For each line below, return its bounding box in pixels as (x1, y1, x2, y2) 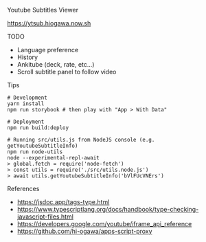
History (16, 53, 38, 61)
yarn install (7, 100, 45, 107)
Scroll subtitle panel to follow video (16, 68, 117, 76)
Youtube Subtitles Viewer (7, 6, 79, 14)
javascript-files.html (16, 212, 74, 221)
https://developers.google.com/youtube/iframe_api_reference (16, 220, 192, 228)
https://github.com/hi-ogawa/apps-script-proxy (16, 227, 152, 235)
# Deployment (7, 118, 45, 125)
